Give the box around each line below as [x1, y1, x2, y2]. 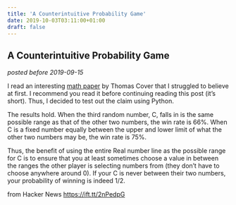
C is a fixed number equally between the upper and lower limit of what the [7, 125, 222, 134]
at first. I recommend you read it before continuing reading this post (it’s [7, 89, 216, 98]
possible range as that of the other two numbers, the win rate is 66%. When [7, 118, 228, 127]
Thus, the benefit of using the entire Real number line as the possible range [7, 147, 226, 155]
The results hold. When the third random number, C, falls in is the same [7, 111, 214, 119]
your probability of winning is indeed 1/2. [7, 177, 125, 185]
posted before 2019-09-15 [7, 68, 84, 77]
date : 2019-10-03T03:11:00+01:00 [7, 17, 106, 24]
